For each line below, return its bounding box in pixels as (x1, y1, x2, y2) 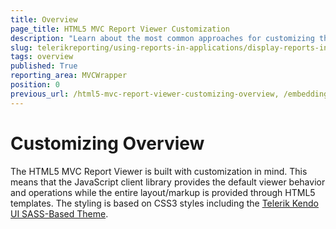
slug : (10, 42, 33, 53)
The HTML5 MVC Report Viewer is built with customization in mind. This (10, 165, 308, 177)
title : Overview (10, 14, 78, 25)
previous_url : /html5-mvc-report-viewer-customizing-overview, (10, 89, 280, 99)
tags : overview (10, 52, 74, 62)
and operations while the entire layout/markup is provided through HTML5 (10, 186, 316, 198)
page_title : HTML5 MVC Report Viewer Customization (10, 24, 230, 34)
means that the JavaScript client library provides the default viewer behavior (10, 176, 326, 188)
